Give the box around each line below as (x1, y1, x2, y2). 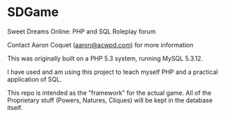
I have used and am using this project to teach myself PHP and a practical (7, 68, 219, 76)
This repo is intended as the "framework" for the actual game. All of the (7, 88, 212, 97)
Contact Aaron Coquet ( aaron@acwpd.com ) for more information (7, 40, 194, 49)
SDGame (7, 4, 59, 20)
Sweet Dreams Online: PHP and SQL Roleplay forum (7, 27, 156, 36)
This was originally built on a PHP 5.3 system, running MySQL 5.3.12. (7, 54, 203, 63)
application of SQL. (7, 75, 62, 84)
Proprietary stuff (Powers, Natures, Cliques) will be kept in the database (7, 95, 213, 104)
